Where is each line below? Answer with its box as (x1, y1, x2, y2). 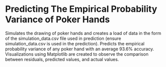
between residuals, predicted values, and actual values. (5, 56, 119, 62)
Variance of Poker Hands (5, 14, 110, 25)
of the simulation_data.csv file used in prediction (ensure (5, 35, 121, 41)
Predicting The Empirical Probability (5, 3, 158, 15)
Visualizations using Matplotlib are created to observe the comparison (5, 51, 149, 57)
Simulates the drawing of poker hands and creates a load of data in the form (5, 30, 162, 36)
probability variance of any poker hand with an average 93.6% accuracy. (5, 46, 154, 52)
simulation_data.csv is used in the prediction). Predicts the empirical (5, 40, 145, 46)
